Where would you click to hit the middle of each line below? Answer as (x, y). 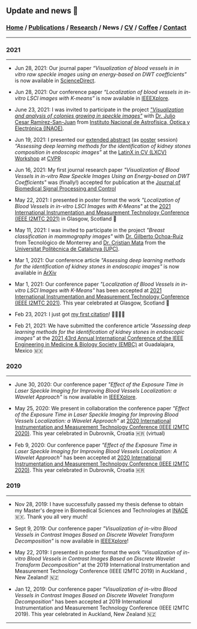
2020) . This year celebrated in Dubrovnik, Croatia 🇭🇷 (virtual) (90, 433)
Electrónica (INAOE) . (39, 128)
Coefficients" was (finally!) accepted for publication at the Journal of (97, 182)
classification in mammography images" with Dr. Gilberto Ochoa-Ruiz (99, 236)
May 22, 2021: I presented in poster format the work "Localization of (97, 200)
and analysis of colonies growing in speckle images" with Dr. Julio (95, 116)
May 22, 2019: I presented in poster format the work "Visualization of (98, 552)
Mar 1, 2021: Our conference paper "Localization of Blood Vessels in (97, 284)
